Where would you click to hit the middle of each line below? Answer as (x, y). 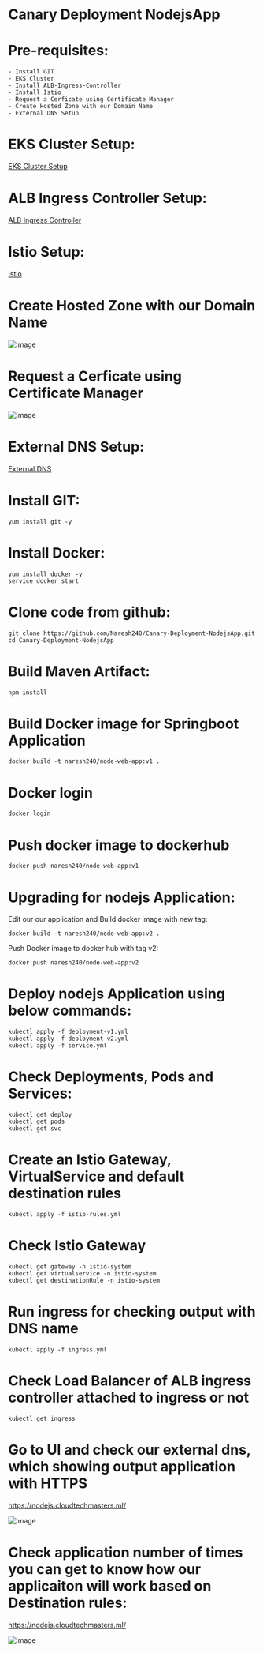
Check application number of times (126, 1553)
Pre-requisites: (58, 51)
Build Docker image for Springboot (124, 723)
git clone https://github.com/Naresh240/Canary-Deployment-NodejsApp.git (132, 633)
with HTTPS (48, 1484)
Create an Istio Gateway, (90, 1160)
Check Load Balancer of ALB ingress (130, 1381)
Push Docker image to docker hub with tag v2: (83, 949)
